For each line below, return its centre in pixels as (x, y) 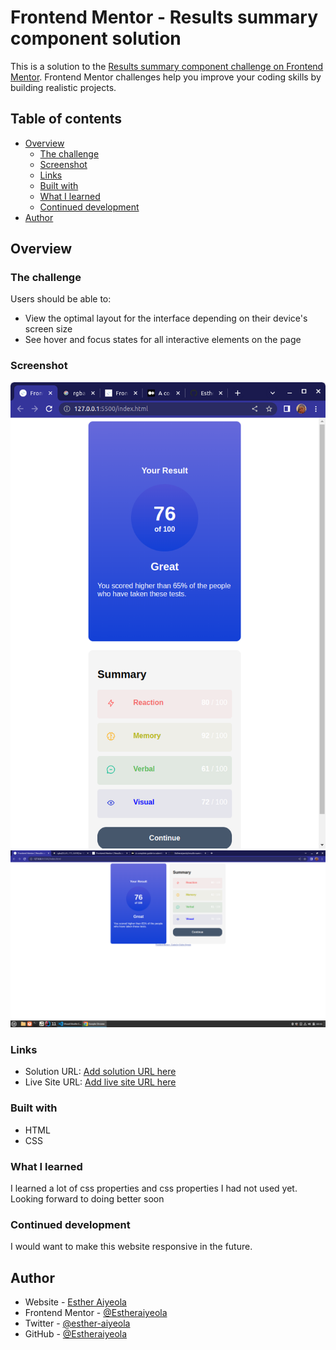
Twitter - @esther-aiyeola (77, 1323)
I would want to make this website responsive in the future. (131, 1247)
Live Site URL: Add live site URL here (100, 1082)
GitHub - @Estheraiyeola (76, 1334)
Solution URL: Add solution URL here (100, 1072)
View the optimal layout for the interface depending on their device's (166, 318)
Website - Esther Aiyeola (75, 1302)
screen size (48, 329)
